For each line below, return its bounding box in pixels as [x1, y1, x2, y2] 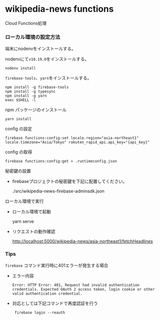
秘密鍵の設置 [5, 168, 31, 174]
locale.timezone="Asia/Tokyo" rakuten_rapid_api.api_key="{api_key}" [5, 140, 150, 145]
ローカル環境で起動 [12, 209, 51, 215]
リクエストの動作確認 [12, 229, 55, 234]
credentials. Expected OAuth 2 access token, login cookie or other [12, 287, 155, 292]
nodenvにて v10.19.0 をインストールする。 [5, 56, 90, 62]
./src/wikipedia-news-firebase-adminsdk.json [12, 188, 105, 194]
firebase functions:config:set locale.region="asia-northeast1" [5, 136, 139, 140]
